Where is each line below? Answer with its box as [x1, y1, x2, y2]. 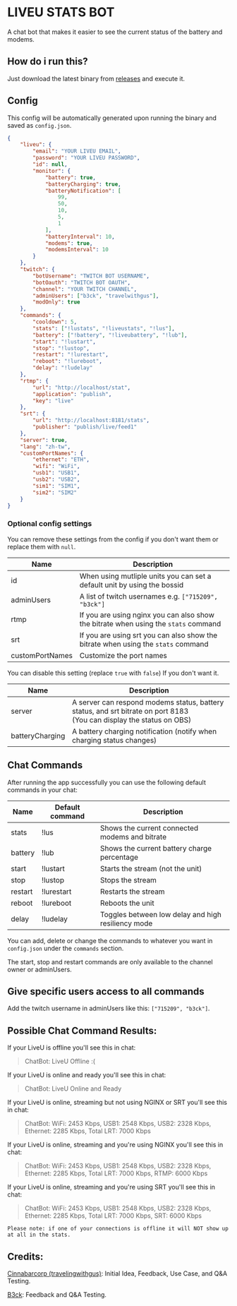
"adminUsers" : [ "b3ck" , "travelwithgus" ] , [32, 292, 159, 299]
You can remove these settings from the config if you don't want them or [7, 534, 219, 544]
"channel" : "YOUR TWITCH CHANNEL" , [32, 285, 138, 293]
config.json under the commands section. [7, 944, 124, 952]
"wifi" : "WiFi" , [32, 463, 80, 470]
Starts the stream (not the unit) [99, 863, 202, 873]
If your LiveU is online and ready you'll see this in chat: [7, 1071, 166, 1079]
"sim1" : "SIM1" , [32, 482, 80, 489]
